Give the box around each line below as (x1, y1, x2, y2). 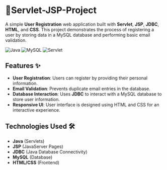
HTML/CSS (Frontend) (12, 159, 59, 165)
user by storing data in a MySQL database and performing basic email (5, 32, 150, 38)
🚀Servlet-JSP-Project (5, 5, 97, 16)
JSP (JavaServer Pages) (12, 143, 64, 149)
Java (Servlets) (12, 138, 45, 144)
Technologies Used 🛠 (5, 122, 75, 131)
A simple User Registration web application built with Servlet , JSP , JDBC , (5, 21, 159, 27)
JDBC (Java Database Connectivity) (12, 148, 88, 155)
